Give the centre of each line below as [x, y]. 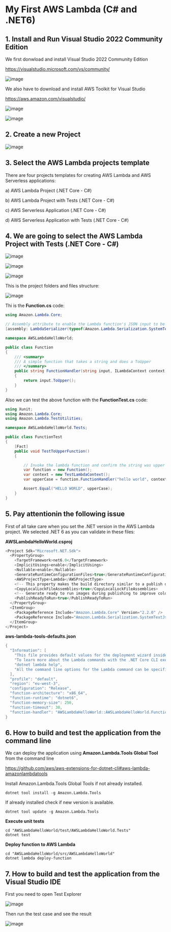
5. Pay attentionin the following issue [65, 514]
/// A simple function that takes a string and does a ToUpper [83, 361]
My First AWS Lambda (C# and [71, 9]
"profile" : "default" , [34, 679]
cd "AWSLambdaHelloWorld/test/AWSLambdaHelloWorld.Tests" [68, 831]
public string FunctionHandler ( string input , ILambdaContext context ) [91, 371]
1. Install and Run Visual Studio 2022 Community [84, 39]
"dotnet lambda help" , [38, 665]
